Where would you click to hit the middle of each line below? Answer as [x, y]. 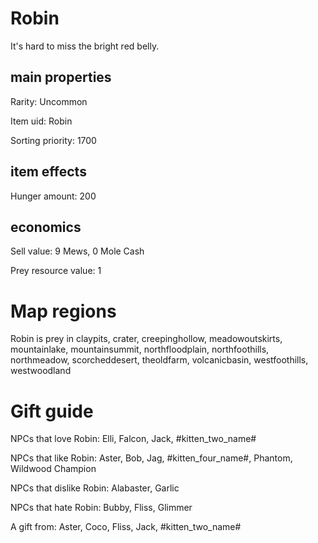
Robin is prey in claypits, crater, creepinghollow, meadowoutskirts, [146, 339]
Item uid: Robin [41, 121]
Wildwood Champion [53, 469]
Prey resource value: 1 [56, 271]
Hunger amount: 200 [53, 196]
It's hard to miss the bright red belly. [85, 46]
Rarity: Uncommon [49, 101]
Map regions [63, 311]
